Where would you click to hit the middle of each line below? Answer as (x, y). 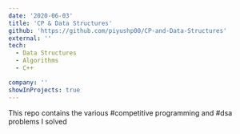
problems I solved (38, 121)
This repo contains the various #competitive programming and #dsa (120, 112)
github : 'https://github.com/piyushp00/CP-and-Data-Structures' (118, 30)
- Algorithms (37, 61)
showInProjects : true (44, 90)
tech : (17, 46)
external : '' (30, 38)
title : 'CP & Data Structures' (60, 23)
